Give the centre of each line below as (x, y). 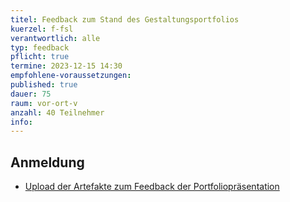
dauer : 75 (31, 94)
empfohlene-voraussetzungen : (71, 76)
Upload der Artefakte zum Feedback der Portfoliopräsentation (152, 187)
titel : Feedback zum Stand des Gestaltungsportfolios (125, 19)
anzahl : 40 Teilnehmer (57, 112)
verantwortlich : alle (55, 38)
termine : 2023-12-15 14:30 (66, 66)
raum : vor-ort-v (44, 103)
